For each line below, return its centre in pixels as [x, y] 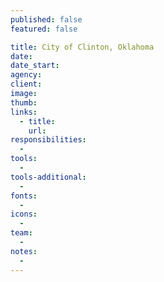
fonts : [24, 196]
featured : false [44, 29]
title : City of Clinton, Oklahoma [82, 47]
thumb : [24, 102]
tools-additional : [48, 177]
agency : [26, 75]
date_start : [35, 66]
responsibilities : [48, 140]
